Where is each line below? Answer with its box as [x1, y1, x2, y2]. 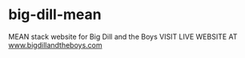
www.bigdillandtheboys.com [8, 40, 102, 49]
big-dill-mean [8, 6, 102, 24]
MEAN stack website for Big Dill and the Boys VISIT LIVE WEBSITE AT [8, 32, 238, 41]
